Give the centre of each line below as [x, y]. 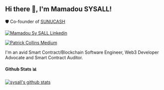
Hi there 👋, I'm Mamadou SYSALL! [58, 9]
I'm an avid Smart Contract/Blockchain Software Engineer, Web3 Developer [82, 52]
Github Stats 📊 [21, 69]
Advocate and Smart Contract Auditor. [44, 57]
